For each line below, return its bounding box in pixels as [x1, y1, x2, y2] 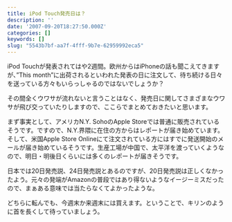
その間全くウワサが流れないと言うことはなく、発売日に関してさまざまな [7, 94, 213, 102]
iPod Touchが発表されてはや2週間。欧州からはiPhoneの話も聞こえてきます [7, 62, 220, 70]
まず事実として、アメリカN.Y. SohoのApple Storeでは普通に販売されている [7, 118, 220, 125]
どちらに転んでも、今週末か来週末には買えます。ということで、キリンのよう [7, 198, 224, 207]
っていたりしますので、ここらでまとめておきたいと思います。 [37, 103, 213, 111]
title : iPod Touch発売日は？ [7, 10, 87, 17]
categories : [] [7, 29, 51, 37]
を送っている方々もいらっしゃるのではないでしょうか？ [7, 80, 165, 87]
